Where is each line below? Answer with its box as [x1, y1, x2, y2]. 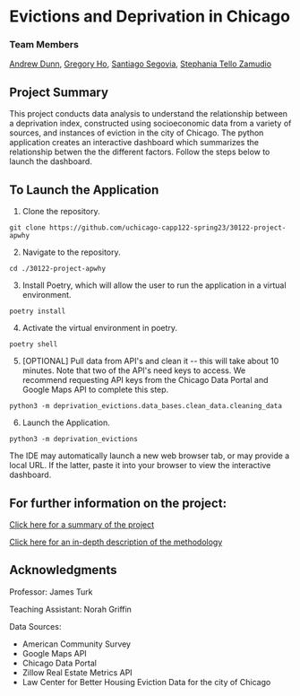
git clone [9, 223, 47, 232]
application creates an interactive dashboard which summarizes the [9, 137, 260, 148]
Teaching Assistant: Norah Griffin [9, 604, 133, 614]
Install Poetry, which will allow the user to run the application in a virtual [21, 280, 287, 291]
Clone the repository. [21, 206, 100, 217]
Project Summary [9, 84, 109, 100]
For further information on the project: [9, 495, 227, 510]
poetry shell [9, 340, 58, 349]
